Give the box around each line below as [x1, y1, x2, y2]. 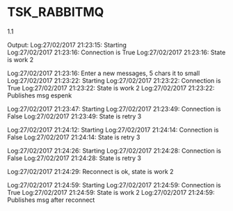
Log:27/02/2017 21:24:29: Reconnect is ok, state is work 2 [7, 167, 174, 175]
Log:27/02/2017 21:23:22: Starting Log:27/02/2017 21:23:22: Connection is [7, 76, 221, 84]
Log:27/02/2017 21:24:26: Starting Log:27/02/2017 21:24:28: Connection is [7, 146, 221, 155]
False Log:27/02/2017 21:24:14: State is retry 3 [7, 133, 140, 141]
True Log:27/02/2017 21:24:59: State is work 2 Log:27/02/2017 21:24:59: [7, 188, 215, 196]
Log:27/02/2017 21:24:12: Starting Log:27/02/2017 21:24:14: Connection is [7, 125, 219, 134]
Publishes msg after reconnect [7, 196, 95, 204]
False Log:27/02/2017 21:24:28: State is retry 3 [7, 154, 141, 162]
